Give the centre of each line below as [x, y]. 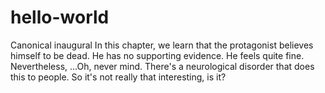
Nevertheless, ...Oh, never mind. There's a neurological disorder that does [162, 66]
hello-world [60, 17]
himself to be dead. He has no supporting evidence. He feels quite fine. [157, 55]
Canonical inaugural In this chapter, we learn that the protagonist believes [162, 45]
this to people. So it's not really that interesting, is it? [118, 77]
